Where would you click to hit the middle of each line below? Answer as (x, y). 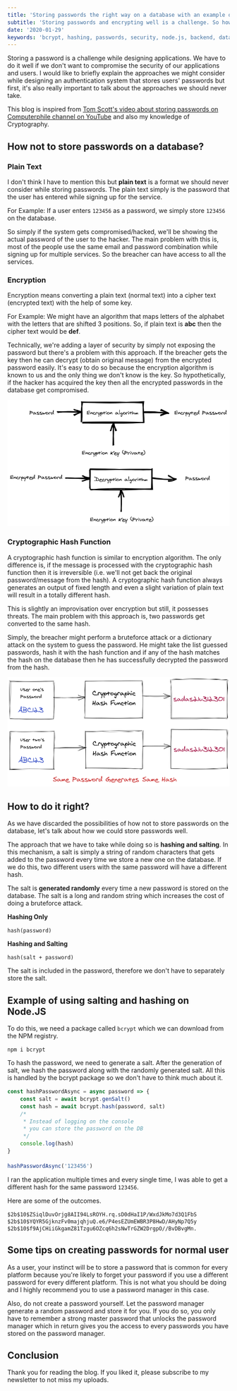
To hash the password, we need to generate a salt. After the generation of (115, 1063)
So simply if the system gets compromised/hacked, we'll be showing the (113, 231)
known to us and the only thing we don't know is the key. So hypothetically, (116, 375)
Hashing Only (28, 917)
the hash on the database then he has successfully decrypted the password (118, 660)
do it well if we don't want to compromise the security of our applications (114, 66)
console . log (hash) (47, 1144)
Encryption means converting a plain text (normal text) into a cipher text (112, 296)
